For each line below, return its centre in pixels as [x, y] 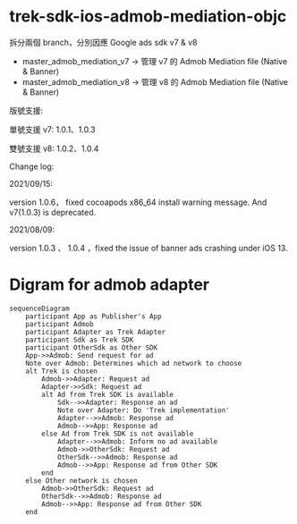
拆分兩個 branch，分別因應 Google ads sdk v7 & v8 [103, 42]
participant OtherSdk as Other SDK [92, 347]
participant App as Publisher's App [94, 316]
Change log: [32, 166]
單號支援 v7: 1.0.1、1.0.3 [52, 129]
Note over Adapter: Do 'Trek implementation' [143, 410]
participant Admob [59, 324]
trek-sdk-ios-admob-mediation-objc [148, 17]
